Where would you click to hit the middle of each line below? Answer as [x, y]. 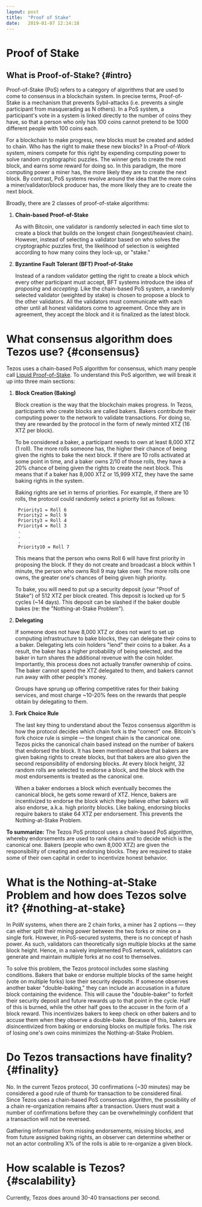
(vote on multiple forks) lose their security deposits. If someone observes [97, 981]
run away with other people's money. [61, 677]
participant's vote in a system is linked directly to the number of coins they [99, 116]
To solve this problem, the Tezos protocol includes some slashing [87, 969]
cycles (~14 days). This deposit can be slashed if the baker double [97, 602]
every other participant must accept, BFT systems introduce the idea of [104, 283]
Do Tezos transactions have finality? [99, 1057]
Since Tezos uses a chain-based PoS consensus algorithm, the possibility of [101, 1100]
